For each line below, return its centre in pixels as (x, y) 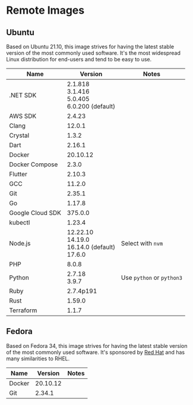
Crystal (19, 135)
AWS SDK (23, 116)
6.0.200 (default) (91, 106)
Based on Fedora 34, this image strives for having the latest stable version (97, 345)
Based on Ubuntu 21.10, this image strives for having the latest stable (90, 46)
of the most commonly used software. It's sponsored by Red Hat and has (96, 352)
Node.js (20, 243)
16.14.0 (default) (91, 247)
